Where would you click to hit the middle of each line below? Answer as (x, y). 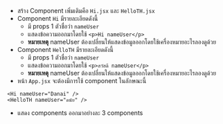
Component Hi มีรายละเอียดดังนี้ (57, 18)
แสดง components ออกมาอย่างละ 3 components (80, 113)
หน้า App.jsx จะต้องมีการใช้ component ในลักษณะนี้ (82, 81)
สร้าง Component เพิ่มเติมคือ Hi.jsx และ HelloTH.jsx (86, 11)
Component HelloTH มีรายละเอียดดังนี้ (65, 50)
